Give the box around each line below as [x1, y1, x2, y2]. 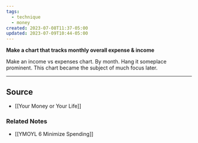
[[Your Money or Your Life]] [14, 102, 81, 109]
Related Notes [6, 117, 48, 125]
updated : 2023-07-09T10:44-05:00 [6, 31, 88, 36]
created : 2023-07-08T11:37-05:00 [6, 25, 88, 31]
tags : [6, 8, 19, 15]
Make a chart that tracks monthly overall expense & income [6, 46, 155, 54]
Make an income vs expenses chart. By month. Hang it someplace [6, 58, 167, 65]
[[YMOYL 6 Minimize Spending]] [14, 131, 94, 138]
